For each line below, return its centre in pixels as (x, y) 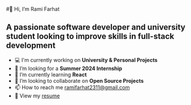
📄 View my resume (37, 96)
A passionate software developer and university (96, 27)
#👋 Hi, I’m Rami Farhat (33, 9)
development (31, 46)
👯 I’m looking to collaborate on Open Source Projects (79, 80)
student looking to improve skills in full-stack (90, 36)
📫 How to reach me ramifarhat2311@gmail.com (72, 87)
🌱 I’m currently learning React (50, 74)
